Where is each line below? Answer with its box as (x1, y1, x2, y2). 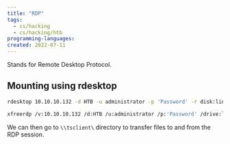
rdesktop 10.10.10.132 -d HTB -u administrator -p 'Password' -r (7, 98, 197, 105)
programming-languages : (7, 35, 75, 42)
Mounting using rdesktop (7, 80, 118, 92)
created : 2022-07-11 (7, 42, 66, 48)
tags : (7, 16, 23, 23)
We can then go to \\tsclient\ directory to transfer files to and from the (7, 123, 211, 131)
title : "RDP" (7, 10, 44, 17)
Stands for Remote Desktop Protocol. (7, 61, 112, 68)
